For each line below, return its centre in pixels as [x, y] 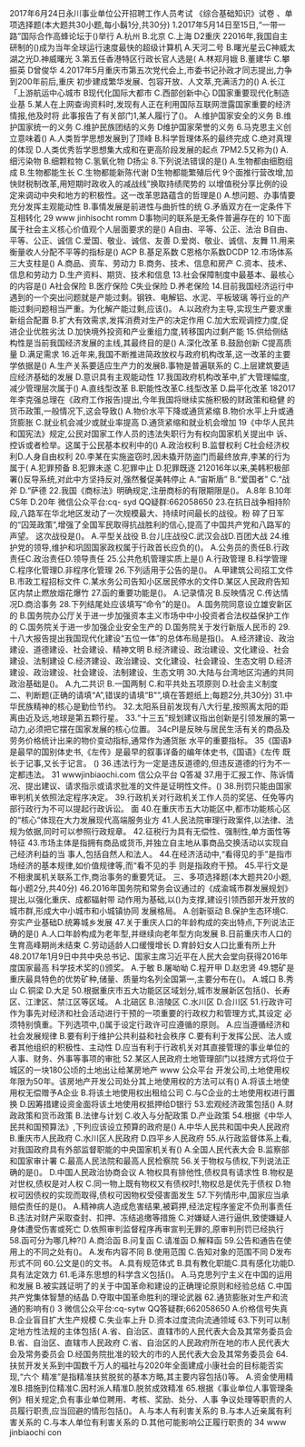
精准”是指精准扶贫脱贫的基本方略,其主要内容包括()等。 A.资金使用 [163, 1377]
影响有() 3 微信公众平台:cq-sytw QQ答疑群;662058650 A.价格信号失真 [157, 1308]
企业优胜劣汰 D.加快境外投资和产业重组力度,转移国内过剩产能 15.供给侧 [149, 331]
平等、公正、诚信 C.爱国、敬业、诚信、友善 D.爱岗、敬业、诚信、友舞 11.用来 [152, 240]
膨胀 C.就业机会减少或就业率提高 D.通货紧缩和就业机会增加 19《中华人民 [152, 422]
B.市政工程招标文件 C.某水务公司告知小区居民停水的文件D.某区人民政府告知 [149, 581]
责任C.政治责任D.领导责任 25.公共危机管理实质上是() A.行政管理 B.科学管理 [148, 559]
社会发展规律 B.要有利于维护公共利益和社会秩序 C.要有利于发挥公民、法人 [147, 1036]
